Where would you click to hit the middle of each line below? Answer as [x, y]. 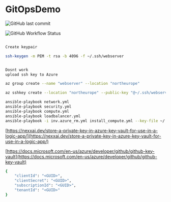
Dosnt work [17, 70]
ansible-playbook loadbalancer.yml [43, 116]
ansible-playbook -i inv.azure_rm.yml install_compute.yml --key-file [82, 121]
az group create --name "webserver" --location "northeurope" [73, 84]
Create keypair [21, 47]
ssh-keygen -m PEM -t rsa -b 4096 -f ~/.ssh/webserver [65, 56]
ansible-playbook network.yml [37, 102]
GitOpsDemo [33, 9]
